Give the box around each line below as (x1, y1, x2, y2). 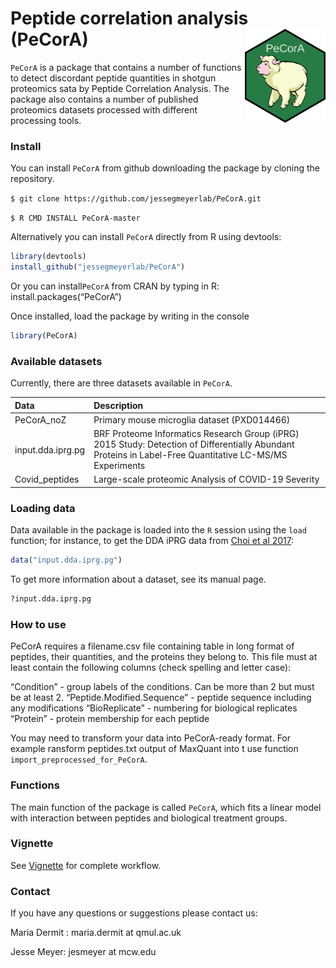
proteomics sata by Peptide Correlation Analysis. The (10, 82, 230, 94)
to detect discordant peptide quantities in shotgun (10, 72, 217, 84)
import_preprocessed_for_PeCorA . (10, 753, 148, 766)
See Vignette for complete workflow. (10, 859, 162, 871)
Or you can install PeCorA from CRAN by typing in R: (10, 280, 220, 292)
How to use (10, 617, 67, 631)
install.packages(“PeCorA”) (10, 290, 122, 302)
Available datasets (10, 354, 103, 368)
